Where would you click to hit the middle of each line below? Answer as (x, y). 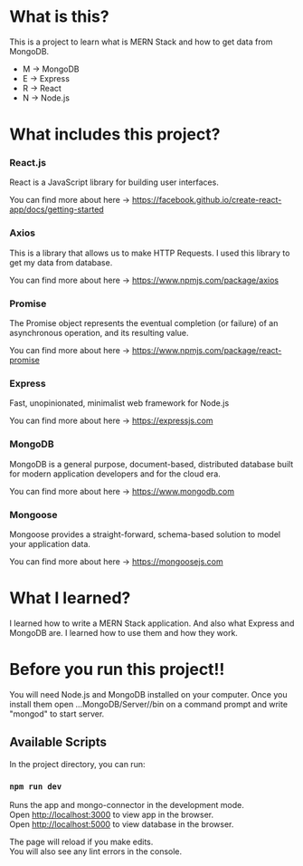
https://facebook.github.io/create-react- (207, 200)
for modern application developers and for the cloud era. (115, 474)
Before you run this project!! (117, 670)
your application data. (50, 544)
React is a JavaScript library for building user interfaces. (114, 182)
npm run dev (36, 786)
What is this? (60, 17)
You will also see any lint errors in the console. (96, 851)
